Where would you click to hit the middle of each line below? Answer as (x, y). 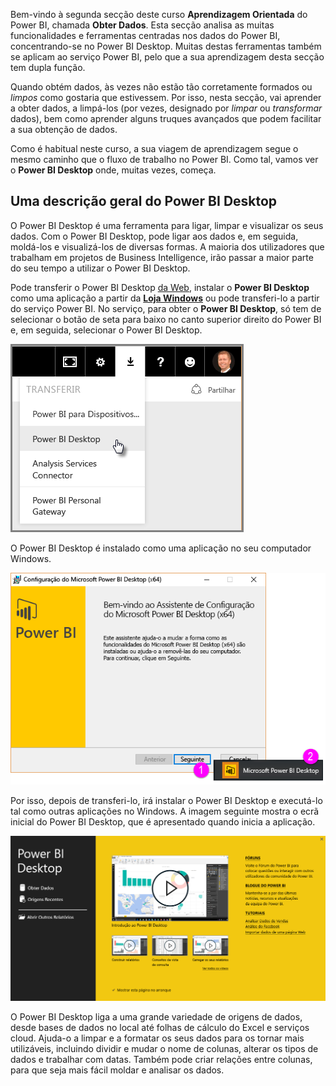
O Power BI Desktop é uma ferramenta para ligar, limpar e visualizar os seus (167, 225)
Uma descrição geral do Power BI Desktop (144, 201)
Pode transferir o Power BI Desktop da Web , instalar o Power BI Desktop (160, 287)
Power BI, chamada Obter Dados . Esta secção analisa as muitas (142, 25)
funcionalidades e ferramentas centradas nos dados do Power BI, (145, 35)
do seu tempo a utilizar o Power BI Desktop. (100, 268)
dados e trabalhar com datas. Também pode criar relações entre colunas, (161, 1059)
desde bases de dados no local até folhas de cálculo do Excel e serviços (160, 1027)
